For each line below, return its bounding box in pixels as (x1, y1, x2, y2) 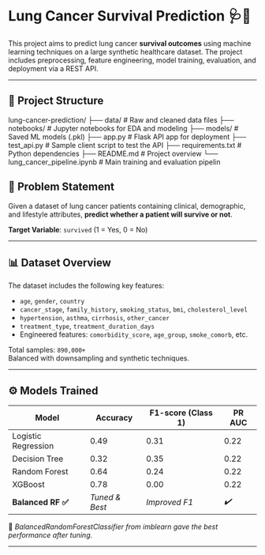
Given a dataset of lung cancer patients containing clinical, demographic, (8, 201, 246, 210)
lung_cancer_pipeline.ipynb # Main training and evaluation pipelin (8, 157, 221, 167)
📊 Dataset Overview (8, 255, 112, 270)
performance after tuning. (8, 530, 93, 540)
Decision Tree (12, 453, 64, 464)
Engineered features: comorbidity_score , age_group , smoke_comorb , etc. (19, 330, 248, 339)
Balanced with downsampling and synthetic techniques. (8, 353, 190, 363)
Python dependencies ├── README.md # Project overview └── (8, 149, 218, 158)
